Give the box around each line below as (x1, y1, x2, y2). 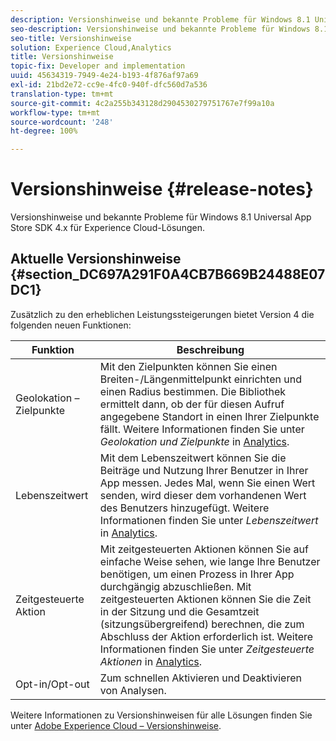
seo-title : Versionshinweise (10, 33, 132, 43)
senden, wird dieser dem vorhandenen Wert (99, 488, 307, 502)
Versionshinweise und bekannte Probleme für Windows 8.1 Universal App (10, 211, 312, 223)
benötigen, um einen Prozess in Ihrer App (99, 567, 295, 581)
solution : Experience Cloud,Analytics (10, 42, 172, 53)
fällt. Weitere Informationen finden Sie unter (99, 422, 305, 436)
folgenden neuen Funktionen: (10, 319, 132, 331)
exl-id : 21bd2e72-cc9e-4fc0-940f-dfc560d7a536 (10, 80, 208, 90)
